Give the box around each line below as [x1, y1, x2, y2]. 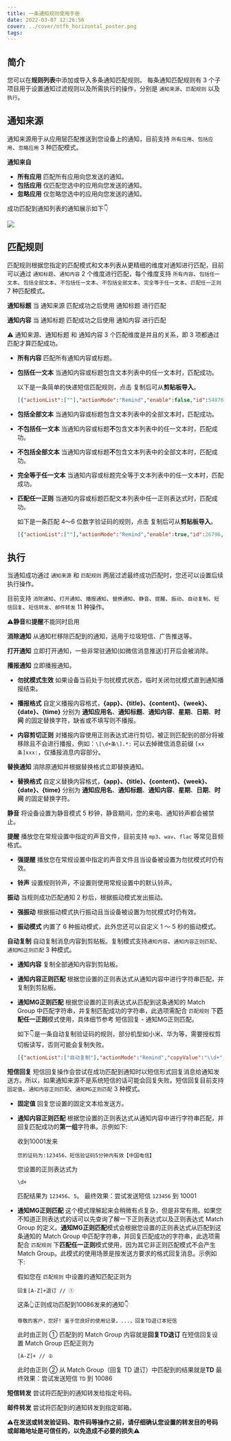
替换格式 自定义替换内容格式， [16, 777, 104, 785]
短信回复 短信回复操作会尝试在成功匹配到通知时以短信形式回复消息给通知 [7, 1068, 214, 1076]
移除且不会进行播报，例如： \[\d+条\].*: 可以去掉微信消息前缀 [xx [16, 739, 205, 748]
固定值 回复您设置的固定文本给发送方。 [16, 1099, 128, 1108]
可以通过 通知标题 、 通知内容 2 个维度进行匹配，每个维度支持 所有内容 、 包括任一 [7, 269, 220, 278]
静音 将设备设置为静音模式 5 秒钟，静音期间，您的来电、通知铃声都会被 [7, 809, 209, 818]
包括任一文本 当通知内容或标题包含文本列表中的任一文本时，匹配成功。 [16, 368, 218, 377]
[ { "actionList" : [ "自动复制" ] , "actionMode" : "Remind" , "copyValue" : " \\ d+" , [16, 1054, 226, 1062]
